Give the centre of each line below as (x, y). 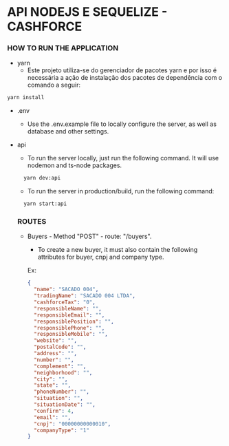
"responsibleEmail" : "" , (69, 315)
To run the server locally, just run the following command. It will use (123, 158)
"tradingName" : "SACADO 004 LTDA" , (85, 296)
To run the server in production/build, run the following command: (121, 191)
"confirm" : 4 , (54, 411)
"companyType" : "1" (61, 430)
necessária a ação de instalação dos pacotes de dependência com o (125, 78)
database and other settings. (68, 131)
